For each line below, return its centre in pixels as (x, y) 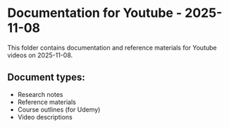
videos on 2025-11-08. (40, 55)
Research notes (40, 94)
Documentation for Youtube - (95, 13)
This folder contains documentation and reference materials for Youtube (112, 47)
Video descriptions (45, 117)
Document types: (47, 77)
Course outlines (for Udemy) (59, 109)
